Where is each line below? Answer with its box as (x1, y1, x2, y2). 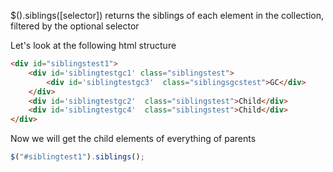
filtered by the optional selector (10, 20, 140, 32)
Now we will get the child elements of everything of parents (10, 133, 257, 145)
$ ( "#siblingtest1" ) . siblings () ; (10, 152, 145, 162)
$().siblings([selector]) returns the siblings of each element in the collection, (10, 10, 324, 21)
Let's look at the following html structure (10, 40, 177, 51)
